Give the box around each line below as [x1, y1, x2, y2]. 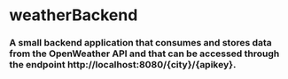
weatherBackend [9, 5, 138, 25]
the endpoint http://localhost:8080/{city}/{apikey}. [9, 59, 237, 71]
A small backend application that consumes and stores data [9, 37, 272, 49]
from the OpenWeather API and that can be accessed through [9, 47, 280, 60]
